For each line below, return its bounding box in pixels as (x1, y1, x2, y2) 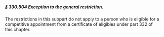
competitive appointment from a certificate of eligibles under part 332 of (5, 21, 153, 27)
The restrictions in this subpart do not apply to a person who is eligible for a (5, 16, 160, 22)
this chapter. (5, 26, 31, 32)
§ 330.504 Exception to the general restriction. (5, 4, 104, 10)
